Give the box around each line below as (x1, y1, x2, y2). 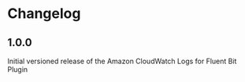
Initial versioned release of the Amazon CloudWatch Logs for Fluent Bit (7, 56, 237, 66)
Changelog (7, 5, 81, 23)
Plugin (7, 65, 28, 74)
